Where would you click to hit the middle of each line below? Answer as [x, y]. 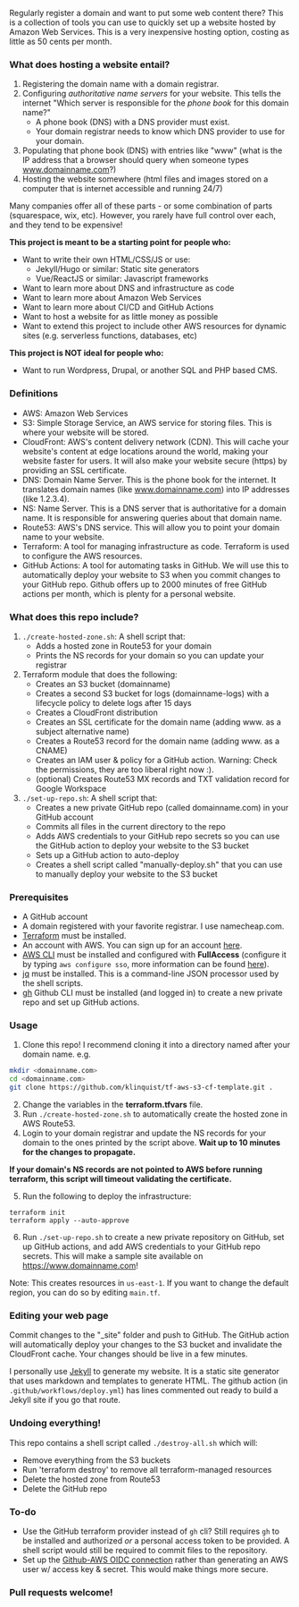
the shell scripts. [52, 983]
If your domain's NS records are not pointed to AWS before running [136, 1169]
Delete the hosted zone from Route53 [91, 1479]
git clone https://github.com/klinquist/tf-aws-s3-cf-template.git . [141, 1088]
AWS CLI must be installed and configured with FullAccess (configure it [154, 955]
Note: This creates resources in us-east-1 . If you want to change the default [149, 1283]
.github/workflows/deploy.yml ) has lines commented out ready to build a [144, 1390]
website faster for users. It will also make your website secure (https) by [154, 461]
